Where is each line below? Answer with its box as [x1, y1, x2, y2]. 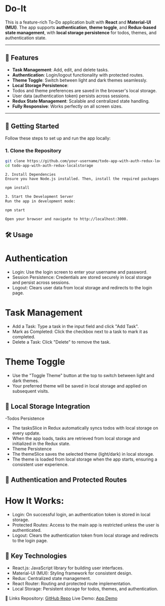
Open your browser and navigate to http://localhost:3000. [5, 217, 129, 221]
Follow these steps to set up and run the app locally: [5, 135, 111, 141]
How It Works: [5, 496, 64, 506]
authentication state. [5, 35, 47, 41]
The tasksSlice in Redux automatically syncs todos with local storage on [12, 425, 159, 431]
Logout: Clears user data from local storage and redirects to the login [12, 285, 152, 291]
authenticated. [12, 527, 42, 533]
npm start [5, 207, 26, 213]
